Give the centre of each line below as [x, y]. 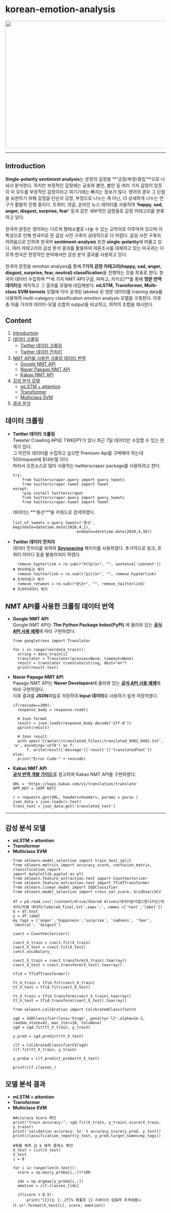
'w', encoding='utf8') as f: [44, 746]
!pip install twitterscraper [53, 493]
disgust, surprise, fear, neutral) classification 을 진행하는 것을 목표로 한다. [82, 272]
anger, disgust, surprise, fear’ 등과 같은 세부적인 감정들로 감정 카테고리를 [80, 211]
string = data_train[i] [42, 654]
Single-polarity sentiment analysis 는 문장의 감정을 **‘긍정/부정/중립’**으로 [82, 179]
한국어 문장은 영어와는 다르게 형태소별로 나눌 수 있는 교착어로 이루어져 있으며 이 [84, 229]
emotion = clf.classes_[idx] [48, 1186]
